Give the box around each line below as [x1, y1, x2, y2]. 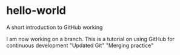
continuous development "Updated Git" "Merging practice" [6, 42, 154, 49]
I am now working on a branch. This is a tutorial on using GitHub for [6, 35, 175, 42]
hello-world [6, 4, 67, 18]
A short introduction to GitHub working [6, 24, 103, 31]
